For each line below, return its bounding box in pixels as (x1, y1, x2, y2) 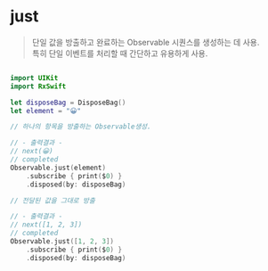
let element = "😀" (10, 106, 82, 115)
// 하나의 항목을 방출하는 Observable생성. (10, 122, 151, 131)
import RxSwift (10, 82, 67, 91)
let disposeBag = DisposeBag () (10, 98, 126, 107)
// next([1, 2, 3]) (10, 220, 83, 229)
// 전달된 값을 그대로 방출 (10, 196, 96, 205)
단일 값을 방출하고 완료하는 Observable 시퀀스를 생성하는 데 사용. (31, 37, 260, 47)
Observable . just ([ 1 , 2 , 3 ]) (10, 237, 115, 246)
